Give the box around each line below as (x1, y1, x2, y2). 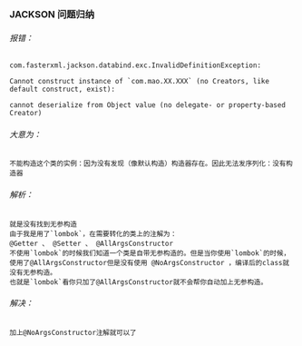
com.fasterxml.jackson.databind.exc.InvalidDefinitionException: (9, 61, 261, 70)
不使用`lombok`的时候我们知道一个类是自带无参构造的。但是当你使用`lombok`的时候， (9, 248, 291, 258)
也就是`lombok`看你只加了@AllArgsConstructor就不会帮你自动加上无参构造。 (9, 277, 268, 287)
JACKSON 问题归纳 (9, 7, 95, 20)
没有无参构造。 (9, 268, 57, 277)
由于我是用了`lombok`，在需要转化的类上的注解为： (9, 229, 178, 238)
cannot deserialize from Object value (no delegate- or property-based (9, 101, 286, 110)
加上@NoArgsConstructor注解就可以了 (9, 328, 137, 337)
